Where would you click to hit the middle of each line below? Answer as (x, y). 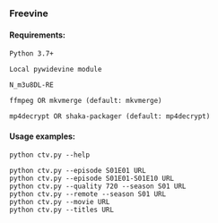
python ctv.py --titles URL (62, 210)
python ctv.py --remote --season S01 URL (88, 194)
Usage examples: (43, 136)
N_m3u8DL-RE (31, 85)
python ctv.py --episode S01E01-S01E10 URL (92, 179)
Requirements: (37, 35)
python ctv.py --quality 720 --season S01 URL (98, 186)
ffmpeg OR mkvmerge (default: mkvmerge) (86, 101)
